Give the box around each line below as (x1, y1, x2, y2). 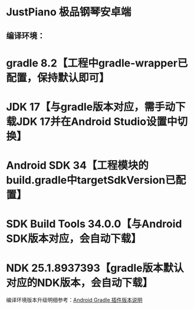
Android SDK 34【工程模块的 (6, 159, 149, 172)
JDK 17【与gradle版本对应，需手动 (6, 100, 176, 114)
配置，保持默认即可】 (6, 71, 110, 84)
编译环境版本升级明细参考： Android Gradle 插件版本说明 (6, 297, 143, 304)
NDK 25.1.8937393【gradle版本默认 (6, 261, 184, 274)
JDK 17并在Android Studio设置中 (17, 115, 177, 128)
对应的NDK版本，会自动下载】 (6, 276, 153, 289)
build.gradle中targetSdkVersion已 (6, 174, 176, 187)
